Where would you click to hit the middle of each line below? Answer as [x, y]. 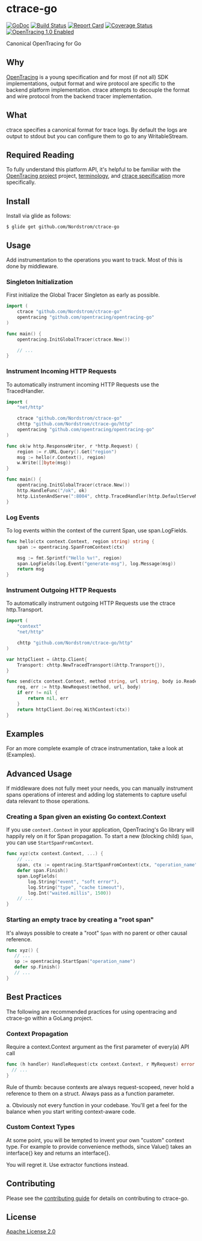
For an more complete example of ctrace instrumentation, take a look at [95, 748]
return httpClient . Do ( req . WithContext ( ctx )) [74, 709]
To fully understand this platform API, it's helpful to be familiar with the [93, 169]
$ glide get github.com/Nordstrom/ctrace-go [63, 227]
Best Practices [34, 997]
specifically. [21, 182]
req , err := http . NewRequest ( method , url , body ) [79, 687]
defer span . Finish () [43, 871]
